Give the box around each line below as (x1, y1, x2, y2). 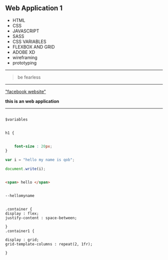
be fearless (17, 74, 41, 80)
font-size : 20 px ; (14, 143, 52, 149)
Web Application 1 (5, 4, 63, 12)
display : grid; (5, 237, 39, 242)
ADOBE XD (12, 49, 35, 55)
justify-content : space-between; (5, 215, 77, 220)
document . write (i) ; (5, 166, 46, 171)
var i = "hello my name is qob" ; (5, 157, 75, 162)
